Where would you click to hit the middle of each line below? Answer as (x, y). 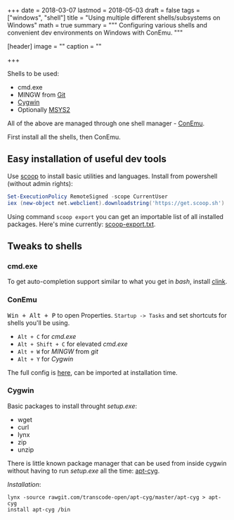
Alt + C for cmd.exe (47, 336)
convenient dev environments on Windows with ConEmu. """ (95, 32)
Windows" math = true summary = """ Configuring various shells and (107, 25)
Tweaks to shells (45, 246)
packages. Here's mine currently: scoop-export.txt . (82, 224)
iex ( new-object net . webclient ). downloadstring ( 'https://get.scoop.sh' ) (116, 203)
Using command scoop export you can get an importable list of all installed (115, 216)
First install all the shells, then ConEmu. (64, 137)
